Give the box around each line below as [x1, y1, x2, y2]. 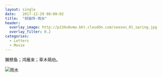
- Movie [9, 43, 25, 48]
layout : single [5, 7, 36, 12]
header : [5, 20, 21, 26]
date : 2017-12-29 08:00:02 [5, 12, 64, 16]
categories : [5, 34, 29, 39]
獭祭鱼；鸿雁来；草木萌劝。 [5, 56, 61, 63]
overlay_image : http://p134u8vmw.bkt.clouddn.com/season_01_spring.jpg [9, 25, 158, 30]
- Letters [9, 38, 29, 43]
